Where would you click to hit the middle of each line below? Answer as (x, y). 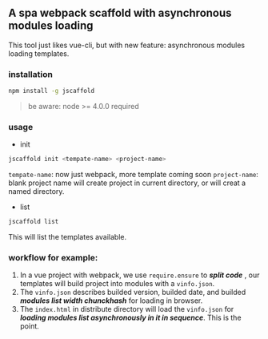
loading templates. (39, 53)
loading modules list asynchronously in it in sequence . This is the (130, 318)
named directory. (36, 192)
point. (30, 326)
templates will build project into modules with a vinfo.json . (117, 284)
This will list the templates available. (67, 237)
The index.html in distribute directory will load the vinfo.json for (127, 309)
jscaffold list (34, 222)
